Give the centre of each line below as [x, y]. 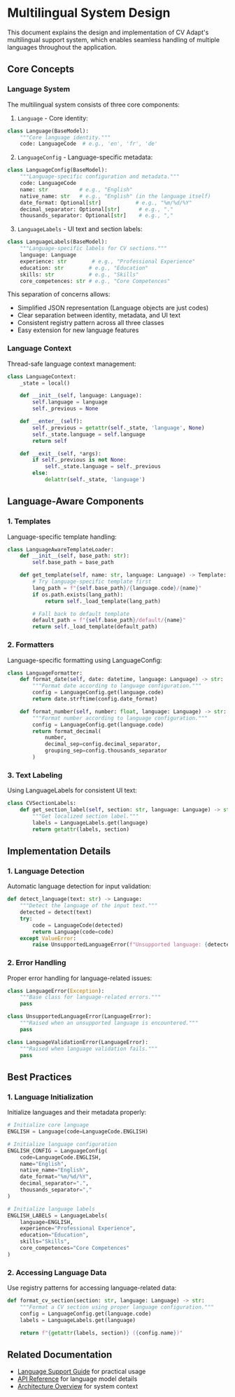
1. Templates [29, 521]
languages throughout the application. [62, 47]
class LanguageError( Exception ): [56, 991]
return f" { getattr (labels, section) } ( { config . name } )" [101, 1333]
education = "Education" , [55, 1235]
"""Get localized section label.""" [86, 816]
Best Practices [40, 1077]
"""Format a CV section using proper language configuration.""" [117, 1307]
